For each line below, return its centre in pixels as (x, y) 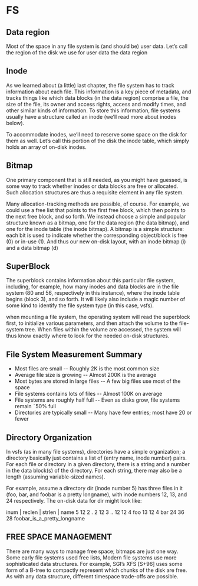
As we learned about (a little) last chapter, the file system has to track (90, 85)
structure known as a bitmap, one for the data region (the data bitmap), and (98, 223)
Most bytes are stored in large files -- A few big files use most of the (98, 381)
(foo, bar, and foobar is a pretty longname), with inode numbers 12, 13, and (97, 494)
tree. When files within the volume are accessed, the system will (103, 330)
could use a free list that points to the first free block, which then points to (96, 210)
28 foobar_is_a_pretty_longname (46, 519)
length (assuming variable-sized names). (56, 477)
